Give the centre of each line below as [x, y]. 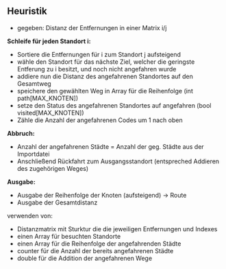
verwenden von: [30, 215]
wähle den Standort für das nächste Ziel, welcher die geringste [106, 62]
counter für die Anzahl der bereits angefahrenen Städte [95, 250]
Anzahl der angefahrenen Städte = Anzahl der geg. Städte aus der [110, 146]
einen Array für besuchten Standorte [69, 236]
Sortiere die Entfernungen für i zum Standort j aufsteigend [99, 54]
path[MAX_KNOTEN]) [48, 98]
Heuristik [27, 11]
